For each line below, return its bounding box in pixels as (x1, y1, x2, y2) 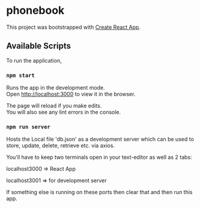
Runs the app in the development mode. (6, 84, 105, 91)
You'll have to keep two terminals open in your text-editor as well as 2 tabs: (6, 154, 192, 161)
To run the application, (6, 57, 62, 64)
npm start (6, 72, 35, 79)
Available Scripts (6, 41, 71, 51)
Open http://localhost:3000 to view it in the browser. (6, 91, 136, 98)
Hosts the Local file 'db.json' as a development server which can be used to (6, 136, 194, 143)
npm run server (6, 123, 51, 130)
